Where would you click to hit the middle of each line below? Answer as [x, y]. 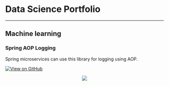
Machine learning [33, 34]
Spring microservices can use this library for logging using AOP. [72, 59]
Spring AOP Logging [31, 48]
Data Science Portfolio [53, 9]
